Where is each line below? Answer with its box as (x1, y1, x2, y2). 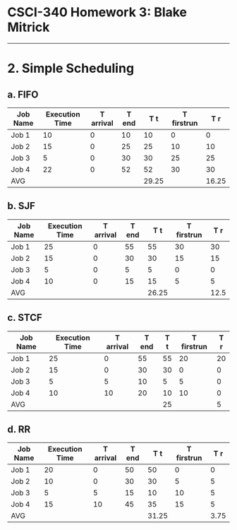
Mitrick (7, 19, 50, 35)
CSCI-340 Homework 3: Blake (7, 4, 188, 20)
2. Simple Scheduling (7, 61, 135, 76)
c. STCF (7, 312, 42, 324)
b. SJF (7, 200, 35, 212)
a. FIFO (7, 88, 39, 100)
